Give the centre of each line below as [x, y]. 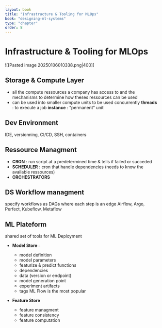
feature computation [40, 320]
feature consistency [39, 315]
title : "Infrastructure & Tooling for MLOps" [52, 14]
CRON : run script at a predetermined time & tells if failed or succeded [82, 161]
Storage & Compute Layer [45, 80]
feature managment [39, 310]
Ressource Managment [41, 150]
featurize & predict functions [48, 265]
